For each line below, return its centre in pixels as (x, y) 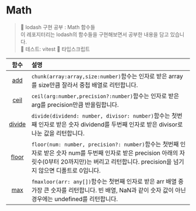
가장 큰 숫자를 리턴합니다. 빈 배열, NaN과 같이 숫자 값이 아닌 (108, 190)
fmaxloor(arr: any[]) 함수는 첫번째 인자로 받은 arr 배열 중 (107, 181)
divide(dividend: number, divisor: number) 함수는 (101, 116)
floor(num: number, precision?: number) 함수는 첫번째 (105, 144)
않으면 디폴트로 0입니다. (69, 170)
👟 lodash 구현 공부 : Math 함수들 (58, 27)
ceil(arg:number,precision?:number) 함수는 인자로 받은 (105, 96)
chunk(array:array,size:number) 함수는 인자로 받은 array (107, 76)
